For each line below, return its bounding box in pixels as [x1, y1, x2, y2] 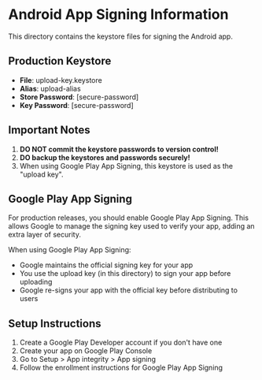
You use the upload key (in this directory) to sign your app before [19, 269, 231, 278]
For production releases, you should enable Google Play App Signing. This [8, 213, 249, 222]
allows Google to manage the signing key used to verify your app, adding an [8, 222, 255, 231]
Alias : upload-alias [19, 84, 81, 93]
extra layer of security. [8, 230, 81, 240]
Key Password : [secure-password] [19, 100, 134, 110]
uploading [19, 278, 53, 287]
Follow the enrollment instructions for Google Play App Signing [19, 363, 223, 372]
